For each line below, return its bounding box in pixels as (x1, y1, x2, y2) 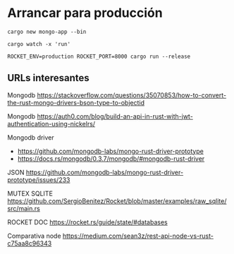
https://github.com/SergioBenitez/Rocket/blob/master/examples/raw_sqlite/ (7, 196, 227, 205)
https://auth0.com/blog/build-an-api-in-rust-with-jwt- (37, 111, 194, 121)
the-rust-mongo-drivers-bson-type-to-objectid (7, 98, 145, 107)
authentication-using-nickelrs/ (7, 119, 96, 128)
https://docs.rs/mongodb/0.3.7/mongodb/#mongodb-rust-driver (17, 154, 205, 163)
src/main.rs (7, 204, 40, 212)
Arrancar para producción (7, 5, 164, 21)
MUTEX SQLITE (7, 189, 53, 198)
